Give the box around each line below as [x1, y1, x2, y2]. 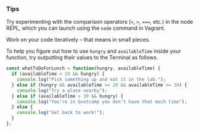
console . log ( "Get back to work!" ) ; [17, 109, 105, 116]
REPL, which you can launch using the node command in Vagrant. [6, 24, 165, 32]
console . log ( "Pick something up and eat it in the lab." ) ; [17, 77, 166, 83]
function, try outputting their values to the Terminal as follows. [6, 54, 159, 61]
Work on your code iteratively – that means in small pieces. [6, 36, 150, 43]
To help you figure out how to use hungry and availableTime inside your [6, 48, 181, 55]
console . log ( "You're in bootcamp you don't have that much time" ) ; [17, 99, 187, 105]
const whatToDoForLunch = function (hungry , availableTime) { [6, 65, 161, 71]
